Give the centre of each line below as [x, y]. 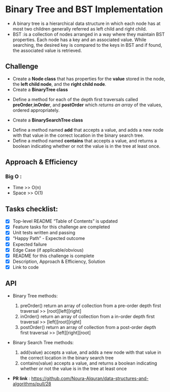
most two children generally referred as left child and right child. [80, 28]
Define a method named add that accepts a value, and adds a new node [88, 130]
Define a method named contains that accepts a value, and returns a [85, 140]
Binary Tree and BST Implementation [84, 9]
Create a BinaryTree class [40, 89]
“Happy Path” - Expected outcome [49, 238]
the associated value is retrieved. [47, 50]
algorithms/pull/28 [32, 384]
